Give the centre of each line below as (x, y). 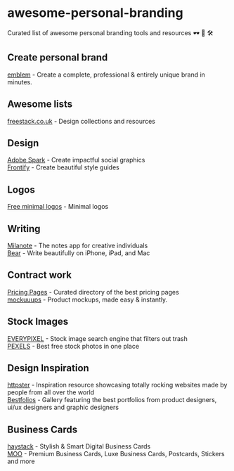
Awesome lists (40, 104)
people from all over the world (51, 392)
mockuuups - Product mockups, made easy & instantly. (87, 299)
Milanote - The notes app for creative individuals (78, 245)
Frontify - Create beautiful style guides (63, 167)
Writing (24, 229)
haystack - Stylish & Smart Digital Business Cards (79, 446)
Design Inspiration (48, 368)
